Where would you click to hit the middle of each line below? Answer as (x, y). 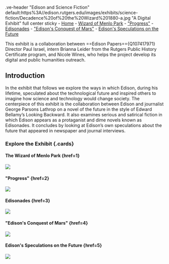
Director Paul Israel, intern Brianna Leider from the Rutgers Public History (81, 49)
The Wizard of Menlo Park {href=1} (43, 156)
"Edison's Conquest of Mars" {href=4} (47, 223)
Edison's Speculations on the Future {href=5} (54, 245)
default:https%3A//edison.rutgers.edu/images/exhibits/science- (72, 13)
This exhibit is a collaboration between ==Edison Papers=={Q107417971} (80, 44)
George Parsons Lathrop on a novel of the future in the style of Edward (79, 109)
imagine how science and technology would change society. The (72, 98)
